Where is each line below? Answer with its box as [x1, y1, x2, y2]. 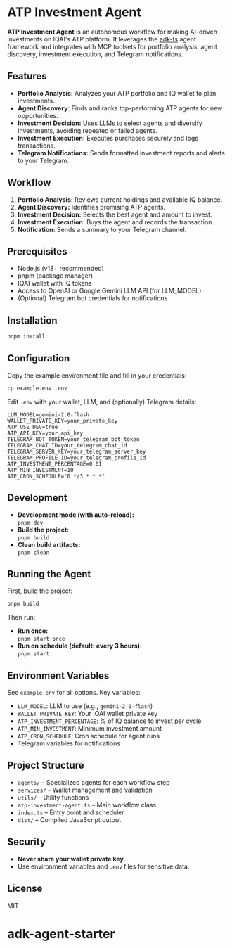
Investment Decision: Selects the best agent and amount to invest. [17, 210, 212, 219]
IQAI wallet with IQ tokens [17, 279, 92, 288]
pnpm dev [17, 519, 44, 526]
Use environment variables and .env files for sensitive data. [17, 862, 190, 871]
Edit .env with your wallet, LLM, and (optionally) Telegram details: [7, 397, 197, 406]
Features [7, 70, 47, 82]
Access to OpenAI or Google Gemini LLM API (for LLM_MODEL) [17, 286, 202, 295]
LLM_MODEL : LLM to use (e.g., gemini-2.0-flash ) [17, 702, 153, 710]
